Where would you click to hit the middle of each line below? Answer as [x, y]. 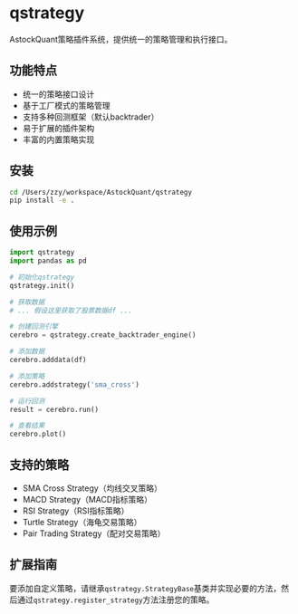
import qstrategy [42, 253]
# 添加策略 [27, 376]
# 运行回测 [27, 401]
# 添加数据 [27, 351]
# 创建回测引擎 [34, 327]
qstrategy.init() [42, 285]
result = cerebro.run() [54, 409]
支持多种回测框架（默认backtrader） [91, 117]
